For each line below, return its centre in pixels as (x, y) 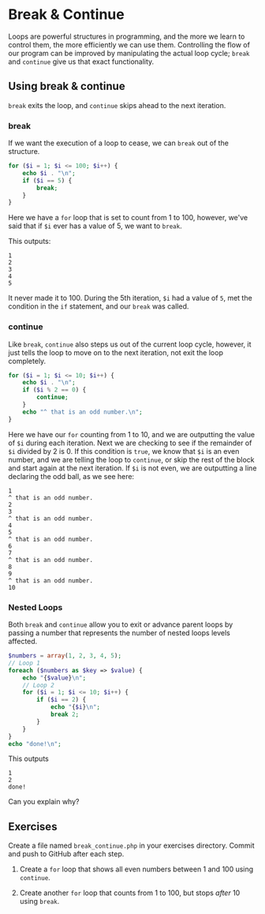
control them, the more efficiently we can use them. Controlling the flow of (129, 44)
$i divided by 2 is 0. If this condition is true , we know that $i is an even (124, 451)
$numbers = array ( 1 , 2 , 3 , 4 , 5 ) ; (65, 656)
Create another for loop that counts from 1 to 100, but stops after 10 (130, 893)
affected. (23, 642)
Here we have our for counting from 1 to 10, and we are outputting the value (131, 434)
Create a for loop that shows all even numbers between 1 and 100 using (136, 869)
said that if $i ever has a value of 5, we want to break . (95, 226)
